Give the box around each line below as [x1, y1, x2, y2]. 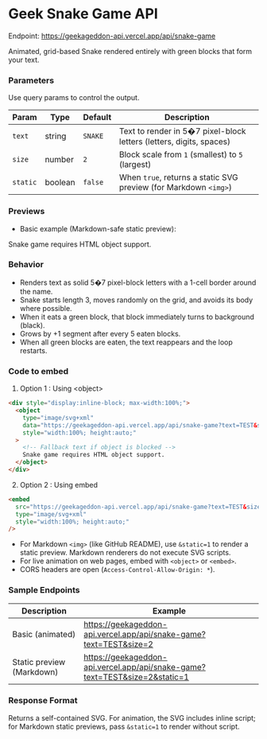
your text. [8, 55, 40, 64]
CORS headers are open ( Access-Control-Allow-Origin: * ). [19, 565, 215, 574]
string [44, 130, 67, 142]
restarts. [19, 345, 48, 355]
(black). [19, 320, 45, 330]
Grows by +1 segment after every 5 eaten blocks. [19, 329, 181, 338]
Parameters [8, 75, 54, 86]
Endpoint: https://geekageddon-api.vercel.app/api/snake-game [8, 31, 216, 41]
